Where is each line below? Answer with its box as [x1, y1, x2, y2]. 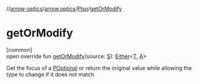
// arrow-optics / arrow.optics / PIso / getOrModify [6, 5, 122, 12]
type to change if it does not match [6, 71, 94, 78]
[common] [6, 46, 32, 53]
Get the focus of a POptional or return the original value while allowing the [6, 64, 192, 71]
